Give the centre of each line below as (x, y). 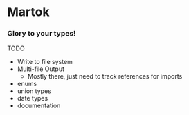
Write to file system (45, 62)
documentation (39, 106)
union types (34, 91)
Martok (28, 12)
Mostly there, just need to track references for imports (105, 76)
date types (33, 98)
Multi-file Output (40, 69)
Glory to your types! (42, 34)
